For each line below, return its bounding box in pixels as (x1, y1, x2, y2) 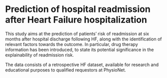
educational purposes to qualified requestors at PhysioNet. (5, 66, 126, 73)
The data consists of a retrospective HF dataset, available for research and (5, 61, 159, 67)
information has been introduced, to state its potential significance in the (5, 46, 154, 52)
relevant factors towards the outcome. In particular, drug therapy (5, 41, 138, 47)
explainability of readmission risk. (5, 51, 74, 58)
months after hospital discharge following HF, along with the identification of (5, 36, 162, 42)
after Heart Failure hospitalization (5, 14, 147, 25)
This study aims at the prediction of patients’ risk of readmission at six (5, 30, 150, 36)
